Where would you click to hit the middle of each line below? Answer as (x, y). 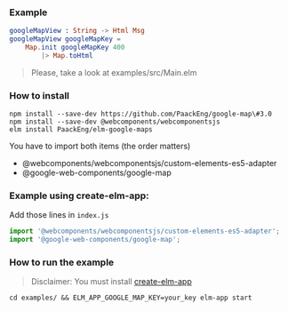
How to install (39, 95)
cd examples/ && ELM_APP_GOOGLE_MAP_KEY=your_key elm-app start (131, 298)
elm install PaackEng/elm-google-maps (81, 130)
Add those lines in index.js (59, 215)
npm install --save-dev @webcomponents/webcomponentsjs (115, 122)
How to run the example (62, 262)
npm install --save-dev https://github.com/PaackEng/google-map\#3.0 (141, 114)
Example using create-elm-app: (79, 195)
